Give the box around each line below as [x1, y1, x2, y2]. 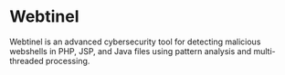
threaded [9, 55, 44, 66]
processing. [45, 55, 90, 66]
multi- [253, 45, 276, 56]
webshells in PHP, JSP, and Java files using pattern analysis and [9, 45, 252, 56]
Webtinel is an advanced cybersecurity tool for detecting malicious [9, 36, 261, 47]
